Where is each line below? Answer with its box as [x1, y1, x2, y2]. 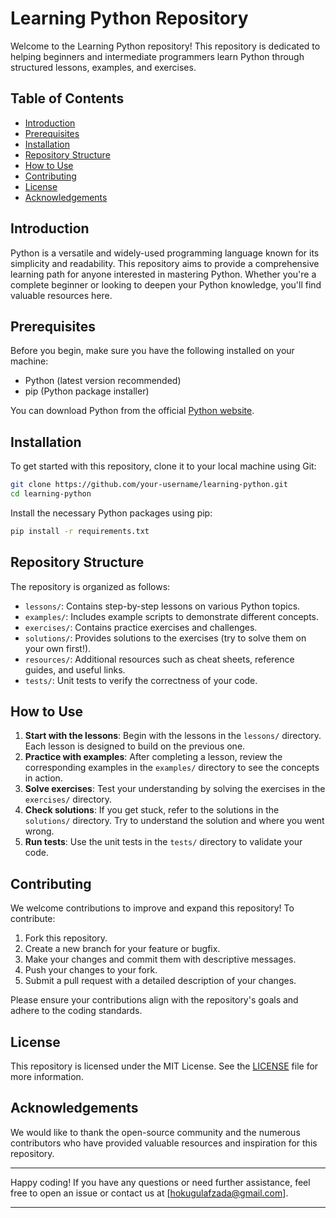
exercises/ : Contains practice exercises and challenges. [24, 621, 258, 633]
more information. [10, 1071, 84, 1083]
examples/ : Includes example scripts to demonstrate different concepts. [24, 610, 320, 622]
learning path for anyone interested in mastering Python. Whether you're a [10, 268, 317, 280]
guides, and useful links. [24, 663, 126, 676]
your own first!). [24, 642, 92, 654]
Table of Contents [10, 90, 125, 107]
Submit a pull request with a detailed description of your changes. [24, 975, 297, 987]
